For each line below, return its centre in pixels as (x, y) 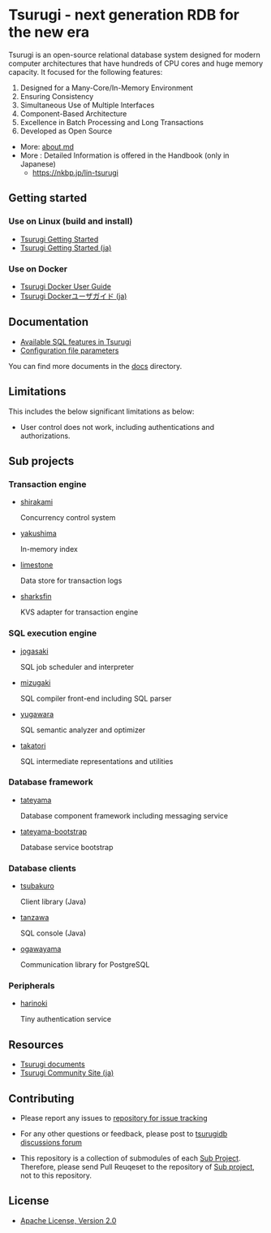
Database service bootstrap (67, 847)
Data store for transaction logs (71, 581)
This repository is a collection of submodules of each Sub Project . (130, 1158)
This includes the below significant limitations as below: (101, 411)
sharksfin (36, 597)
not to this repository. (56, 1175)
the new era (49, 32)
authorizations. (45, 436)
